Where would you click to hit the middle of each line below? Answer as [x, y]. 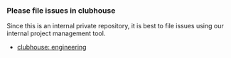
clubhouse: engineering [52, 47]
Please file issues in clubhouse [61, 11]
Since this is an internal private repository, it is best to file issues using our [116, 26]
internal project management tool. [56, 33]
